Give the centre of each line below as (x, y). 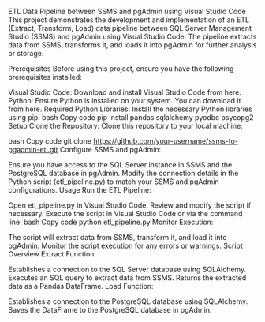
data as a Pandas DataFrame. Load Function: (81, 286)
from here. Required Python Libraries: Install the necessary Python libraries (130, 109)
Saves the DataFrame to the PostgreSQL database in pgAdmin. (110, 310)
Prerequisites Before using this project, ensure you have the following (121, 69)
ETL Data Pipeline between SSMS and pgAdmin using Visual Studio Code (127, 11)
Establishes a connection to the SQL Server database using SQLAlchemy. (127, 269)
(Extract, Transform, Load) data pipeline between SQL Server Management (130, 28)
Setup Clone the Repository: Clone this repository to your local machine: (125, 126)
